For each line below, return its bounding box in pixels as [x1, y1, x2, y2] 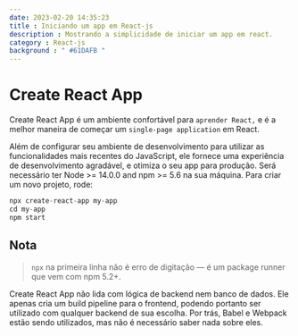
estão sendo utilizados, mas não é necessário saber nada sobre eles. [9, 316, 263, 327]
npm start [9, 213, 46, 222]
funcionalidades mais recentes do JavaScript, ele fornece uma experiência [9, 151, 285, 162]
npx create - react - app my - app [9, 197, 118, 206]
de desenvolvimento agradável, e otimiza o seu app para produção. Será [9, 160, 277, 171]
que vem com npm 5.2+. [30, 271, 122, 281]
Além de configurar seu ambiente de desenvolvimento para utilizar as [9, 141, 265, 152]
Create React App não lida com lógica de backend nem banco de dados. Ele [9, 288, 289, 299]
